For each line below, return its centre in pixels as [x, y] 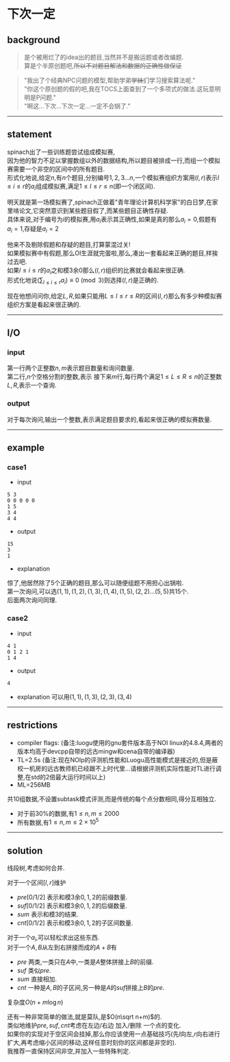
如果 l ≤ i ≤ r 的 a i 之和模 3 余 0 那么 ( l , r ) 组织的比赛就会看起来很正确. [96, 271]
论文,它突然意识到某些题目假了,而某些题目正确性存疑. [94, 211]
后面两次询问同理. [32, 600]
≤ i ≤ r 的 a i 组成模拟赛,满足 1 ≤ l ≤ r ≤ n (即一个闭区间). [81, 187]
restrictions [33, 725]
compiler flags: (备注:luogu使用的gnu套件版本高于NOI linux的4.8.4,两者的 [120, 742]
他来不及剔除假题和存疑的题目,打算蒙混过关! [69, 245]
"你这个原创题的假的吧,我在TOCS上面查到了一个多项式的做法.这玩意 [119, 89]
